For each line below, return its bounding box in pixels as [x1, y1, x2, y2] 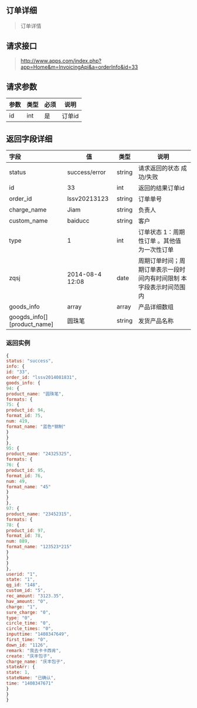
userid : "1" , [6, 571, 38, 577]
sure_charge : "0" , [6, 609, 51, 615]
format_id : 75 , [6, 413, 43, 419]
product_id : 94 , [6, 407, 46, 413]
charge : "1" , [6, 604, 38, 610]
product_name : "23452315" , [6, 511, 72, 517]
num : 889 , [6, 538, 30, 545]
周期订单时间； [138, 257, 180, 265]
